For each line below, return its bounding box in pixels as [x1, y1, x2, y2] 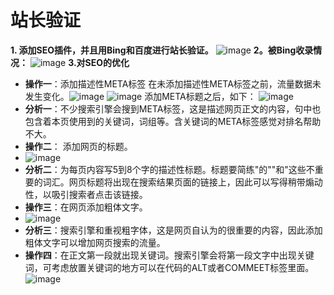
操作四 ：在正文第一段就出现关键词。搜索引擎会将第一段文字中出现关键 [24, 249, 315, 261]
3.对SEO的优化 [68, 56, 130, 68]
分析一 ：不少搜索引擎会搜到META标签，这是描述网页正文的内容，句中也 [24, 102, 322, 115]
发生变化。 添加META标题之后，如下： [24, 90, 257, 102]
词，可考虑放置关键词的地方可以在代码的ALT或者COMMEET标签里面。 [24, 261, 315, 273]
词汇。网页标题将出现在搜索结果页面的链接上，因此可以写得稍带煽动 [42, 176, 323, 188]
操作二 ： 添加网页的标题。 [24, 140, 133, 152]
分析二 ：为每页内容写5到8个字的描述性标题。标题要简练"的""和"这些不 [24, 163, 315, 175]
